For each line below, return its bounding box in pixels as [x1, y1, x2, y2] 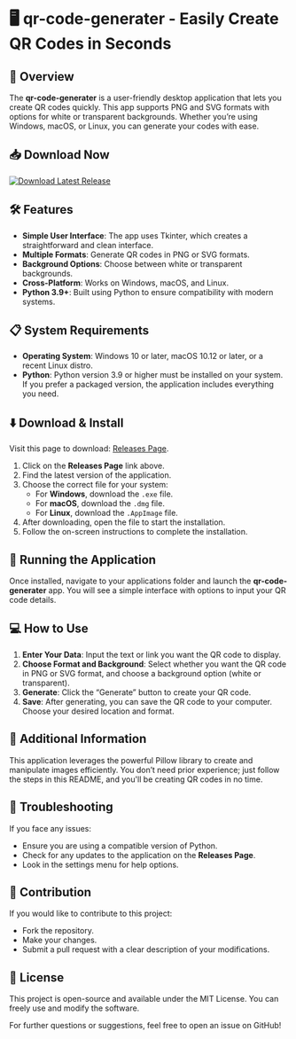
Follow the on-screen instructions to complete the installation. [21, 527, 248, 537]
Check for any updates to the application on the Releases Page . [21, 849, 256, 860]
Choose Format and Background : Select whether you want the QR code [21, 659, 286, 669]
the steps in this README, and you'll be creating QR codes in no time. [9, 774, 263, 785]
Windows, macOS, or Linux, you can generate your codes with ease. [9, 121, 260, 131]
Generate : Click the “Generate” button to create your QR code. [21, 686, 252, 698]
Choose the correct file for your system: [21, 480, 168, 490]
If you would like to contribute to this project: [9, 908, 173, 919]
